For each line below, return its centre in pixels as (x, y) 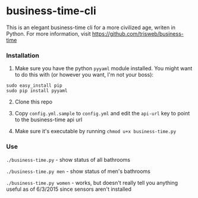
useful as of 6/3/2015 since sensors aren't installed (69, 189)
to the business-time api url (48, 120)
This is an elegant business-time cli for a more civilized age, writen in (91, 27)
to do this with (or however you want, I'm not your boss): (84, 75)
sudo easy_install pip (34, 86)
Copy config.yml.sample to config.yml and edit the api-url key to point (102, 114)
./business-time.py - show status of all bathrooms (68, 159)
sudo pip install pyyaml (37, 91)
